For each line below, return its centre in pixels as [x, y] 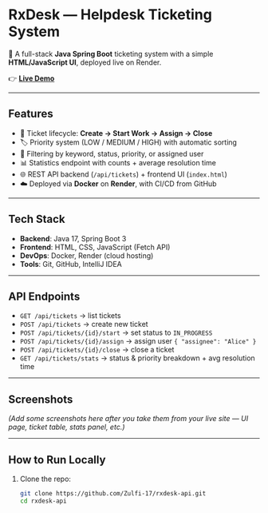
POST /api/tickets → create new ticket [84, 324]
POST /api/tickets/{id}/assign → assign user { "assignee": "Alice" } [138, 341]
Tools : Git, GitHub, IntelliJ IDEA [71, 264]
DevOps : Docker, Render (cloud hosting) [87, 255]
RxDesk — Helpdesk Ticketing [110, 15]
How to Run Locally [57, 460]
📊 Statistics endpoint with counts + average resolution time [118, 162]
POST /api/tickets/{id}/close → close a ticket [97, 350]
